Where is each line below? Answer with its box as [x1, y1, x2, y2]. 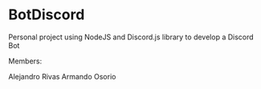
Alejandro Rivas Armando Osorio [8, 71, 116, 81]
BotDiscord [8, 6, 85, 24]
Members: [8, 56, 43, 66]
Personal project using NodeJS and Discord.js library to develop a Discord [8, 32, 255, 42]
